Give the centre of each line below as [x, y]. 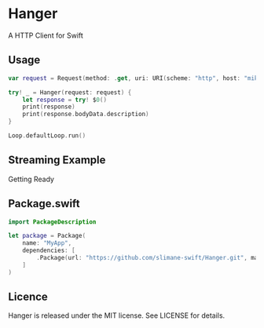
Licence [28, 297]
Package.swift [44, 204]
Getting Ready [31, 179]
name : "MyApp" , [47, 243]
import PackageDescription [52, 222]
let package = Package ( [47, 236]
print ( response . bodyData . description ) [86, 115]
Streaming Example [57, 160]
